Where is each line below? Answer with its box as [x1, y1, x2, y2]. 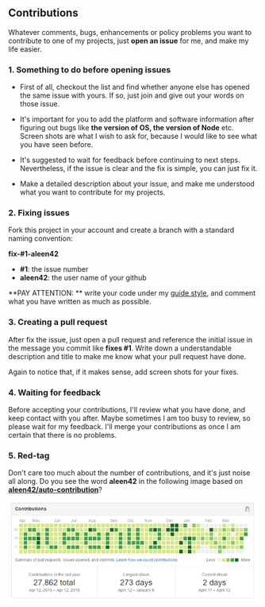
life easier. [8, 44, 42, 54]
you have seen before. [19, 140, 94, 149]
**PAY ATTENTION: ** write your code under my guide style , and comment [8, 288, 256, 298]
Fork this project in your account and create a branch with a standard [8, 226, 235, 235]
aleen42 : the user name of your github [19, 273, 147, 283]
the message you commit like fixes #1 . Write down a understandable [8, 343, 232, 353]
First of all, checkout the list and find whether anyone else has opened [19, 83, 250, 92]
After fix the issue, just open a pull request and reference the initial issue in [8, 334, 252, 344]
